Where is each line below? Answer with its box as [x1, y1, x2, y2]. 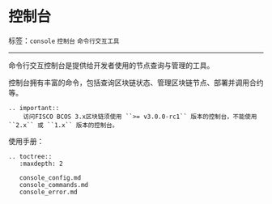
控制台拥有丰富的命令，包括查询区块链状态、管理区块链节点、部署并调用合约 [8, 78, 264, 87]
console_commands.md [19, 181, 89, 189]
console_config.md [19, 173, 82, 182]
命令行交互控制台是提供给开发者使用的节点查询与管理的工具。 [8, 60, 215, 70]
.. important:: [8, 104, 60, 112]
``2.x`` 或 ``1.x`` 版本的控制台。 [8, 121, 119, 130]
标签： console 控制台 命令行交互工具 [8, 36, 120, 45]
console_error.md [19, 188, 79, 196]
